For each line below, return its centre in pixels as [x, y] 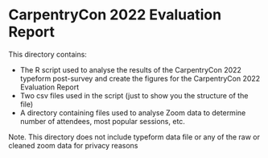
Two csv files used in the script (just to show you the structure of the [134, 95]
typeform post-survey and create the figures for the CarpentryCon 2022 [140, 78]
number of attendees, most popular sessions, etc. [102, 121]
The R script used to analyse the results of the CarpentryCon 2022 [130, 69]
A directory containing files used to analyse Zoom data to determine [133, 112]
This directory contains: [47, 54]
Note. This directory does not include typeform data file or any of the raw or [134, 137]
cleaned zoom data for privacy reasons [73, 145]
